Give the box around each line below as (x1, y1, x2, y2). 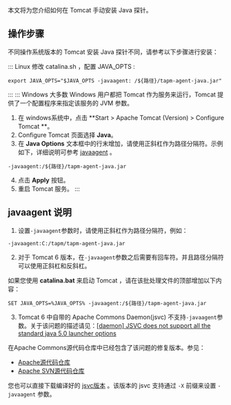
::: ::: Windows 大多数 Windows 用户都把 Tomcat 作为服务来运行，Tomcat (8, 90, 217, 98)
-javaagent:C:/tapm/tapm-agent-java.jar (8, 240, 126, 247)
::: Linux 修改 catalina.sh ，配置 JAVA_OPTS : (8, 62, 135, 70)
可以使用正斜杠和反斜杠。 (17, 261, 91, 270)
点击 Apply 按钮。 (17, 176, 70, 184)
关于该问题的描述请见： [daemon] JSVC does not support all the (30, 321, 211, 329)
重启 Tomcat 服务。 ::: (17, 185, 80, 193)
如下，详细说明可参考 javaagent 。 (17, 147, 116, 156)
